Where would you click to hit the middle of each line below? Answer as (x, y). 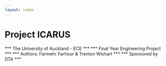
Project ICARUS (38, 34)
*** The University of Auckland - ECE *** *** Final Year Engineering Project (83, 48)
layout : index (20, 10)
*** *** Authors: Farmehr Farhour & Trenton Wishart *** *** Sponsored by (81, 53)
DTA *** (13, 59)
